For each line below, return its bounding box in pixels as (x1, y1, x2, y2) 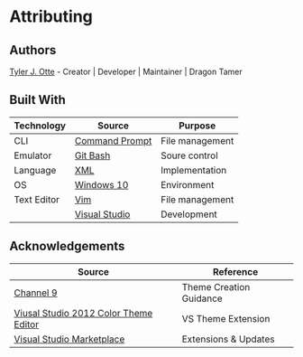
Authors (9, 42, 57, 58)
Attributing (9, 6, 93, 27)
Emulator (14, 149, 52, 162)
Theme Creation (181, 280, 251, 293)
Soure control (161, 149, 218, 162)
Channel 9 (14, 287, 58, 299)
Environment (161, 178, 215, 191)
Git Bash (75, 149, 111, 162)
